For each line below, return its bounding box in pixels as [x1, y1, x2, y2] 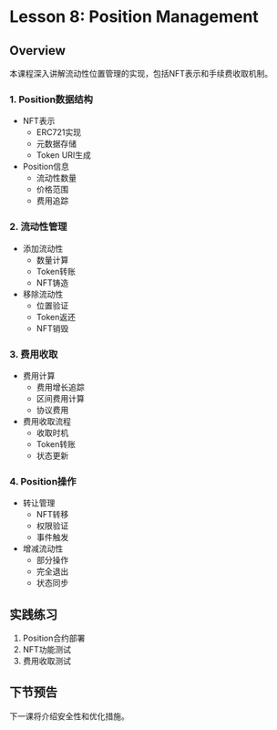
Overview [9, 43, 67, 58]
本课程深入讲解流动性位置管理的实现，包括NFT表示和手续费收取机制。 [9, 68, 273, 78]
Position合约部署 [22, 632, 86, 643]
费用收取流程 [22, 415, 71, 426]
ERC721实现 [36, 127, 82, 138]
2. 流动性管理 [9, 221, 67, 234]
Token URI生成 [36, 150, 91, 161]
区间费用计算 [36, 392, 85, 403]
